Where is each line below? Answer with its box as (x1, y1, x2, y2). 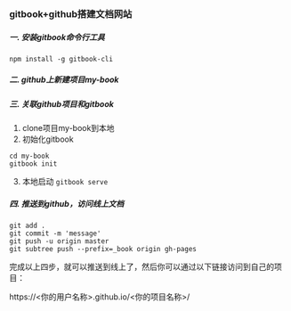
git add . (9, 221, 46, 231)
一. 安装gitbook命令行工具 (9, 31, 105, 42)
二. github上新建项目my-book (9, 74, 119, 86)
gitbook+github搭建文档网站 (9, 7, 133, 20)
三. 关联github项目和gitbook (9, 98, 114, 109)
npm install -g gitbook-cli (9, 54, 114, 63)
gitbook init (9, 160, 58, 168)
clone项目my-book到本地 (21, 123, 115, 134)
